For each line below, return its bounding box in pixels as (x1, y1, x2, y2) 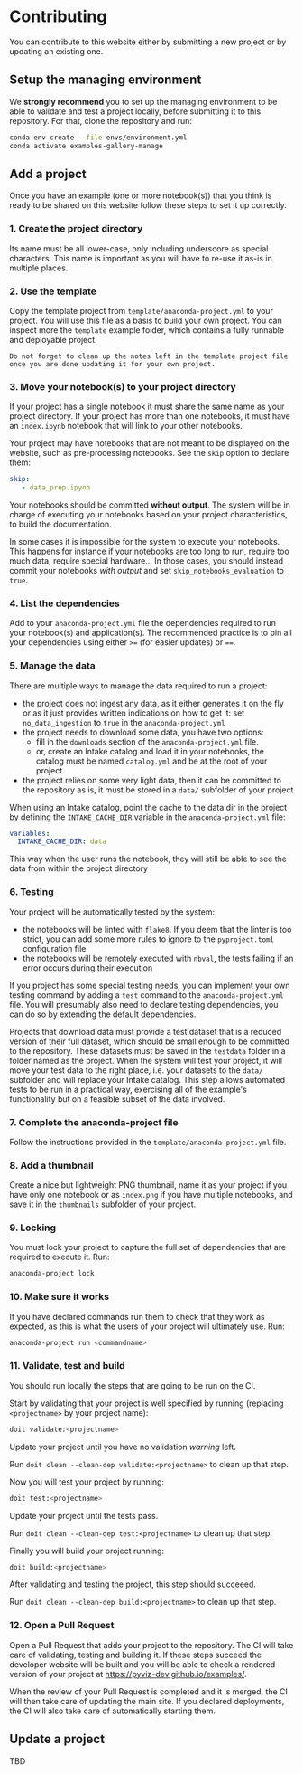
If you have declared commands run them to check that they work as (9, 1311, 265, 1322)
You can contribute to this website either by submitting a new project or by (9, 36, 287, 47)
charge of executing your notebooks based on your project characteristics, (9, 508, 289, 519)
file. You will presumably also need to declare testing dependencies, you (9, 999, 279, 1010)
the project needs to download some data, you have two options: (22, 726, 264, 737)
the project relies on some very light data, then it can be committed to (22, 774, 282, 785)
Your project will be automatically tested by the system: (9, 906, 216, 917)
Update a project (9, 1731, 106, 1747)
